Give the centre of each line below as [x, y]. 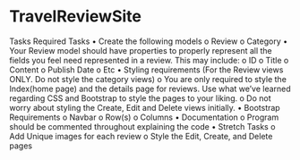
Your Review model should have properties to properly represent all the [141, 50]
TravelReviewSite [75, 17]
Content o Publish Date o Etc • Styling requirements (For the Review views [146, 70]
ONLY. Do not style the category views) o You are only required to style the [148, 79]
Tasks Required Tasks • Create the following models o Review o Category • [149, 41]
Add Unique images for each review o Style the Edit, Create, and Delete [141, 136]
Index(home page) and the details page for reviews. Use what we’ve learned [150, 88]
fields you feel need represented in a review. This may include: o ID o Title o [149, 60]
